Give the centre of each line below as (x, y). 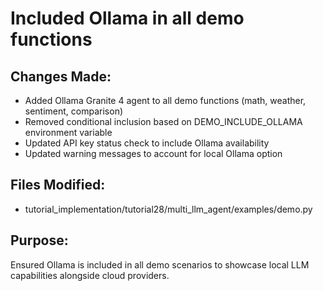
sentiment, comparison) (74, 111)
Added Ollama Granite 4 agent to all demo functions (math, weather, (165, 100)
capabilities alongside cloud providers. (90, 275)
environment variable (68, 132)
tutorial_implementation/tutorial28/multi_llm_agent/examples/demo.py (168, 209)
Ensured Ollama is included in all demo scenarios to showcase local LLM (160, 264)
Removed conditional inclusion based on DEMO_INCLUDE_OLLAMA (163, 121)
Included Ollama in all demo (127, 18)
